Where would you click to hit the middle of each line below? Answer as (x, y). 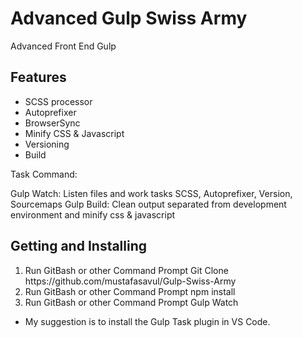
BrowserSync (52, 123)
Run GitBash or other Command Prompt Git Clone (126, 270)
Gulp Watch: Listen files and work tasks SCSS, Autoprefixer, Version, (151, 193)
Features (38, 77)
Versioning (47, 144)
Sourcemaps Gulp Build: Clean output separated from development (148, 204)
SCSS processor (58, 101)
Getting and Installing (79, 246)
